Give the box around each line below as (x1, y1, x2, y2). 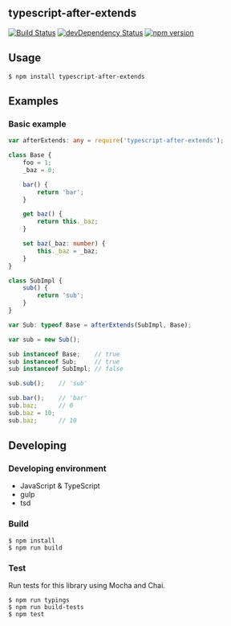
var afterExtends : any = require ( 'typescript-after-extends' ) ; (8, 137, 225, 145)
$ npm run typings (8, 595, 70, 604)
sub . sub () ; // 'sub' (8, 380, 88, 388)
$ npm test (8, 610, 45, 618)
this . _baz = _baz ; (37, 247, 99, 255)
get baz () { (22, 210, 63, 218)
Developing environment (8, 463, 107, 474)
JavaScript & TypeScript (19, 481, 100, 491)
